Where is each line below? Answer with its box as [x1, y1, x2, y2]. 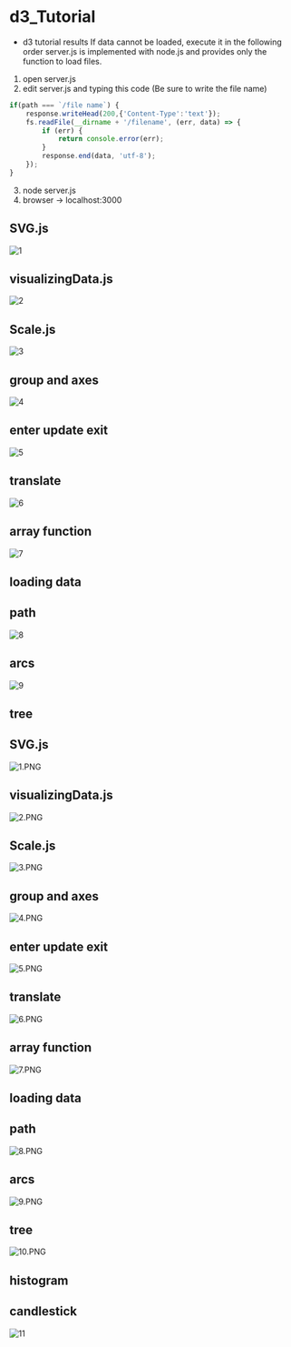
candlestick [9, 1303, 77, 1320]
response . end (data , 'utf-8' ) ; [42, 152, 156, 161]
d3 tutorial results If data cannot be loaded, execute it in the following [22, 36, 283, 47]
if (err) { [42, 126, 83, 136]
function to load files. [22, 55, 102, 66]
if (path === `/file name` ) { [9, 100, 120, 110]
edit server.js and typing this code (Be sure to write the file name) [22, 83, 267, 94]
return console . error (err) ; [57, 135, 165, 144]
